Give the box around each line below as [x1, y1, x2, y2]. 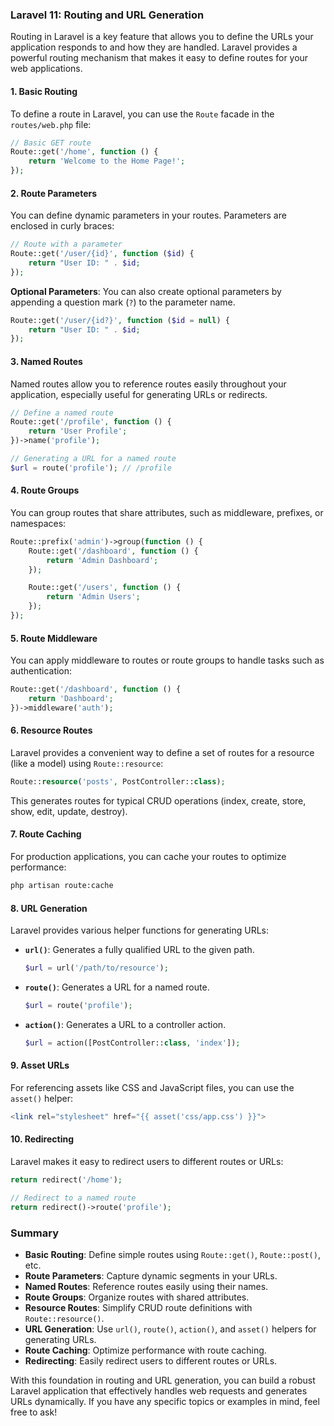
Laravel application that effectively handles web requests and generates [10, 1385, 308, 1397]
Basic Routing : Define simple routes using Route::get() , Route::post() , [24, 1249, 321, 1260]
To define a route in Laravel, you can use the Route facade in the [10, 108, 275, 120]
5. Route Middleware [10, 632, 98, 644]
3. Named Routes [10, 355, 83, 367]
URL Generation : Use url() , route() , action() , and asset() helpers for [24, 1323, 317, 1335]
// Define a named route [10, 408, 114, 418]
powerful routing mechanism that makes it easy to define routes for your [10, 52, 309, 64]
